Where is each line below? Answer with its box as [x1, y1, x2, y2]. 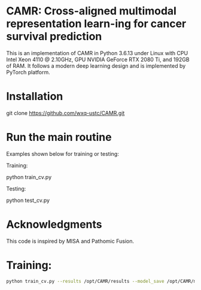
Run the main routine [6, 131, 112, 144]
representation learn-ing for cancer [6, 17, 187, 31]
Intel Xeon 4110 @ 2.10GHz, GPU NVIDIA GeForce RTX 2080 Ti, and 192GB [6, 56, 190, 63]
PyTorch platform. [6, 68, 50, 75]
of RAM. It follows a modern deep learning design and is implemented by [6, 62, 186, 70]
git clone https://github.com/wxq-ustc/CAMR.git [6, 109, 125, 116]
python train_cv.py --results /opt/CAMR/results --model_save [6, 278, 165, 284]
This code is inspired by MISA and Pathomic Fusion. [6, 237, 135, 244]
